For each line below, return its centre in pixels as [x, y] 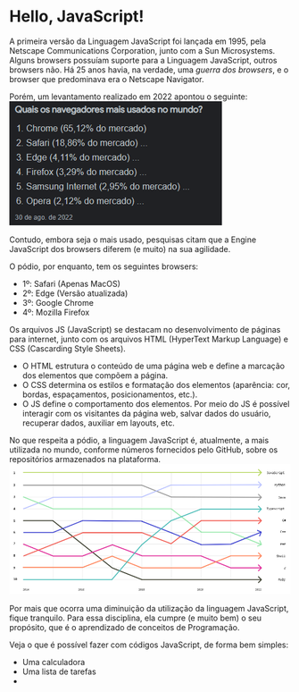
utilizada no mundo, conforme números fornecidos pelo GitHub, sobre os [144, 450]
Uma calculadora [54, 662]
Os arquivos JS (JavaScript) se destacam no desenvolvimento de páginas [145, 329]
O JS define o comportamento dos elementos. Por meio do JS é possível [156, 403]
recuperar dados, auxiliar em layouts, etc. [99, 423]
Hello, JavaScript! [77, 17]
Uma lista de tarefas [59, 671]
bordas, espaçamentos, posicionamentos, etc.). [110, 394]
